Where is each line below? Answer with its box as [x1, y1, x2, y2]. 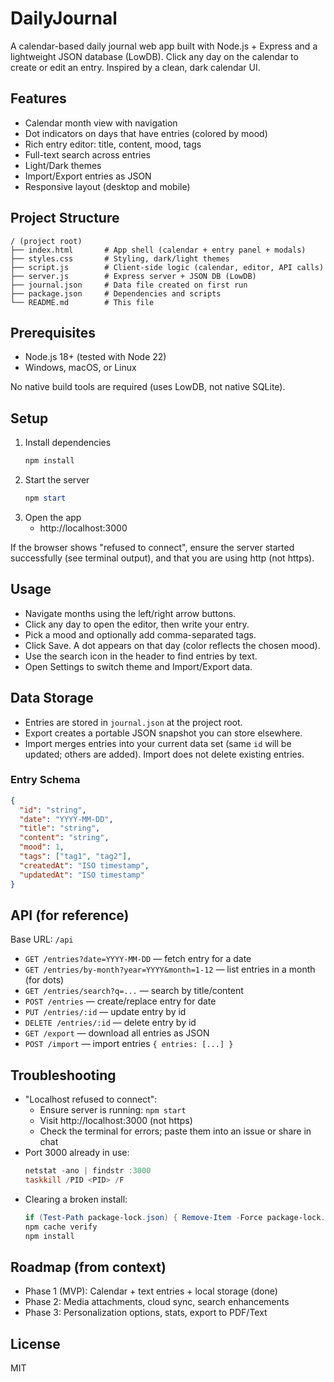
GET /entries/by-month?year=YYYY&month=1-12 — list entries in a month [24, 963, 316, 976]
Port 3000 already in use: [24, 1147, 130, 1159]
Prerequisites [10, 324, 96, 341]
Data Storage [10, 690, 94, 707]
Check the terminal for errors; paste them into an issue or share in [39, 1125, 312, 1137]
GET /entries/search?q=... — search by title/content [24, 985, 244, 997]
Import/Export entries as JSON [24, 170, 152, 182]
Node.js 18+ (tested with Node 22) [24, 351, 167, 363]
